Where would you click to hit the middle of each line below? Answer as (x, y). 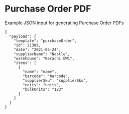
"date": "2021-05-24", (37, 49)
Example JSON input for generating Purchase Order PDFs (64, 23)
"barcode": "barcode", (46, 76)
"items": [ (25, 63)
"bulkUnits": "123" (43, 89)
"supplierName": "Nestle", (42, 54)
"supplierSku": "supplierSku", (55, 80)
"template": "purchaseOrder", (45, 41)
